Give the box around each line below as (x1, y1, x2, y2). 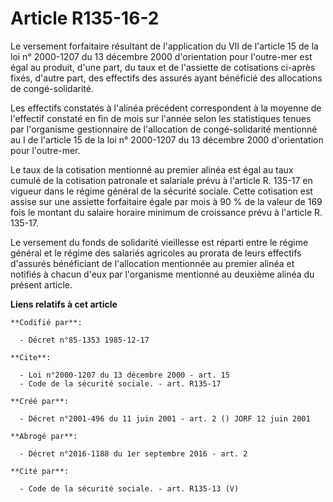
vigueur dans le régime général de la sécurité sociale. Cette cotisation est (10, 185, 313, 197)
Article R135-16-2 (10, 7, 160, 30)
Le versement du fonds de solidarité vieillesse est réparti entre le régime (10, 236, 309, 248)
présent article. (10, 278, 73, 291)
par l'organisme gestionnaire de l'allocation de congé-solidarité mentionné (10, 123, 318, 135)
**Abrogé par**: (10, 431, 78, 441)
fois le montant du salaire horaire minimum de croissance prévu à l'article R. (10, 206, 323, 218)
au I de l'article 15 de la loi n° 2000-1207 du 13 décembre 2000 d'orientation (10, 133, 324, 146)
